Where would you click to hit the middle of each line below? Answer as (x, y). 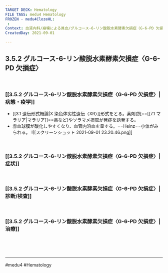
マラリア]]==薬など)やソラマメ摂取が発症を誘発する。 (83, 120)
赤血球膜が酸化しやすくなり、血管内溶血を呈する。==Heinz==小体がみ (85, 126)
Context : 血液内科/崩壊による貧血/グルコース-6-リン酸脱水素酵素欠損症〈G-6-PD (79, 28)
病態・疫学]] (20, 102)
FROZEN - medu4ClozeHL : (30, 19)
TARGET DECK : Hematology (31, 10)
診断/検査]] (18, 196)
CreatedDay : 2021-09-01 (30, 33)
